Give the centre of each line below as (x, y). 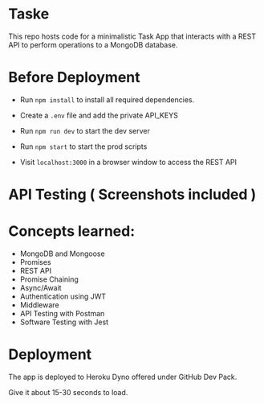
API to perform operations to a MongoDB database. (93, 44)
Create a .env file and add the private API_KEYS (99, 115)
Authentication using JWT (63, 296)
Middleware (39, 305)
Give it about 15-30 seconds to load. (68, 392)
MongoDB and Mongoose (63, 254)
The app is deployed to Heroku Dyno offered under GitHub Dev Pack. (123, 377)
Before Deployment (74, 78)
